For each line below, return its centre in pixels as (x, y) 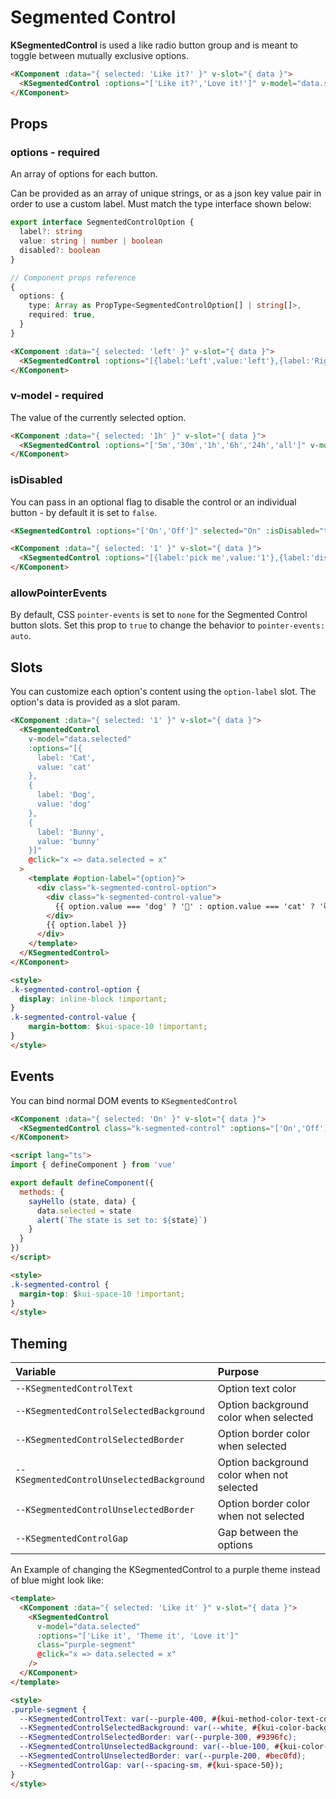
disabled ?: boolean (60, 250)
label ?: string (51, 232)
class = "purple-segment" (86, 1645)
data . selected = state (84, 1211)
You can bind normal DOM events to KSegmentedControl (124, 1100)
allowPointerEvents (59, 593)
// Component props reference (73, 277)
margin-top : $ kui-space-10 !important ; (102, 1294)
